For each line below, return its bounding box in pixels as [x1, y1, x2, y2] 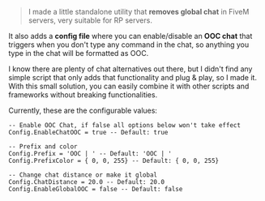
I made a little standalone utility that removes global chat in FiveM [28, 7, 250, 16]
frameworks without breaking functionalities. [8, 90, 158, 100]
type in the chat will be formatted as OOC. [8, 49, 149, 58]
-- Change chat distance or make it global [8, 171, 158, 179]
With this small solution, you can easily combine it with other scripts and [8, 81, 250, 91]
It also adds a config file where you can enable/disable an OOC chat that [8, 32, 253, 41]
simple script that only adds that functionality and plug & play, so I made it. [8, 73, 258, 82]
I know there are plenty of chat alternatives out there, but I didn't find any [8, 64, 253, 74]
